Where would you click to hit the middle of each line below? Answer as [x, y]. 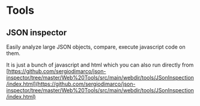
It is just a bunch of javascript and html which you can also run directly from [100, 65]
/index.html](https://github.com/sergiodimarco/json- [71, 84]
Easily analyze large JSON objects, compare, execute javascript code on [96, 47]
